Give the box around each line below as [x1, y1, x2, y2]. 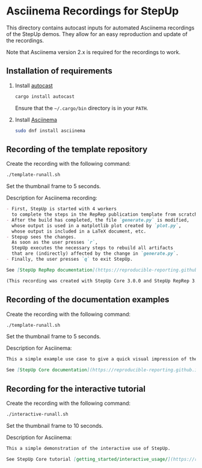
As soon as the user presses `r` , [11, 239, 98, 246]
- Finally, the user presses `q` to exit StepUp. [6, 257, 133, 263]
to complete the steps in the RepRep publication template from [11, 211, 176, 217]
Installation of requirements [6, 66, 112, 76]
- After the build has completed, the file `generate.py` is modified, [6, 217, 189, 223]
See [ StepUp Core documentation [6, 367, 87, 373]
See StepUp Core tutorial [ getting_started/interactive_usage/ [6, 456, 168, 462]
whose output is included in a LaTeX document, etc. [11, 228, 147, 234]
